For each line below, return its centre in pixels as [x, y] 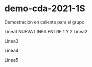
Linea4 [11, 50]
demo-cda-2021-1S [45, 9]
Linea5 [11, 60]
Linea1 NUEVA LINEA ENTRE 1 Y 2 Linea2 [46, 31]
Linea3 [11, 41]
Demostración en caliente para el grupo [45, 22]
